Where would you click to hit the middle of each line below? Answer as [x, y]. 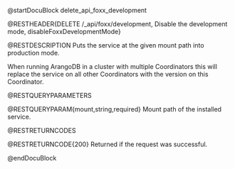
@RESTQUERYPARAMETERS [49, 96]
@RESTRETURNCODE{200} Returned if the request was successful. [108, 144]
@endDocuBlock [32, 158]
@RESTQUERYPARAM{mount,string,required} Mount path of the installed [115, 109]
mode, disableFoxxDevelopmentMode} [64, 32]
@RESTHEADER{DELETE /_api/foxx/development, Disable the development [117, 24]
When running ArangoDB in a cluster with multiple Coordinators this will [112, 66]
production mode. [33, 53]
